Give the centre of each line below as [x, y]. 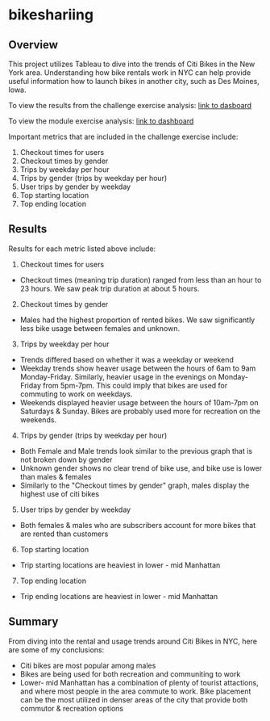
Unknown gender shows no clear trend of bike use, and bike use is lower [141, 468]
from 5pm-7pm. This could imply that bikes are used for [135, 385]
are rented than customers [64, 534]
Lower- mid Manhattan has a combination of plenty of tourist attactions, [139, 682]
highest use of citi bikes [59, 493]
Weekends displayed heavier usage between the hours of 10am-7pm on [139, 402]
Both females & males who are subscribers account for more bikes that [138, 525]
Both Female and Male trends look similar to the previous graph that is [136, 451]
